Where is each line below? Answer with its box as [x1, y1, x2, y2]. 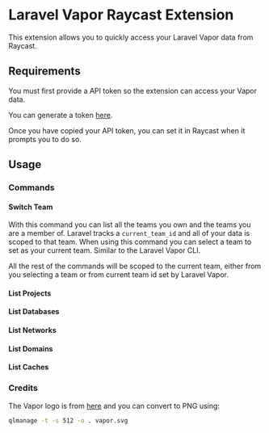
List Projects [8, 288, 52, 298]
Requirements [8, 65, 81, 78]
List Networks [8, 326, 57, 335]
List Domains [8, 343, 53, 353]
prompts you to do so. [8, 134, 82, 144]
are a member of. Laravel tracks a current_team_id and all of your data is [8, 229, 250, 238]
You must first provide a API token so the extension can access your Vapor [8, 86, 257, 95]
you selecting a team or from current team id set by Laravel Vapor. [8, 270, 229, 280]
